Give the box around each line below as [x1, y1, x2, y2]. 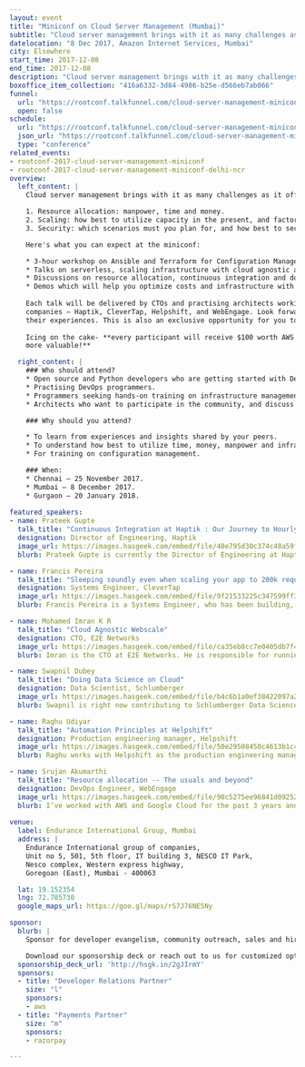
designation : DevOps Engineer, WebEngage [17, 784, 177, 793]
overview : [9, 173, 47, 183]
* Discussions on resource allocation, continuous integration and [25, 273, 286, 282]
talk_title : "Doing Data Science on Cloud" [17, 676, 184, 685]
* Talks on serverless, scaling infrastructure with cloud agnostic [25, 265, 290, 274]
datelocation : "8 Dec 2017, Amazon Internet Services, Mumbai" [9, 38, 254, 48]
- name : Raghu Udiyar [9, 716, 92, 726]
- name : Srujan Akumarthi [9, 767, 107, 776]
